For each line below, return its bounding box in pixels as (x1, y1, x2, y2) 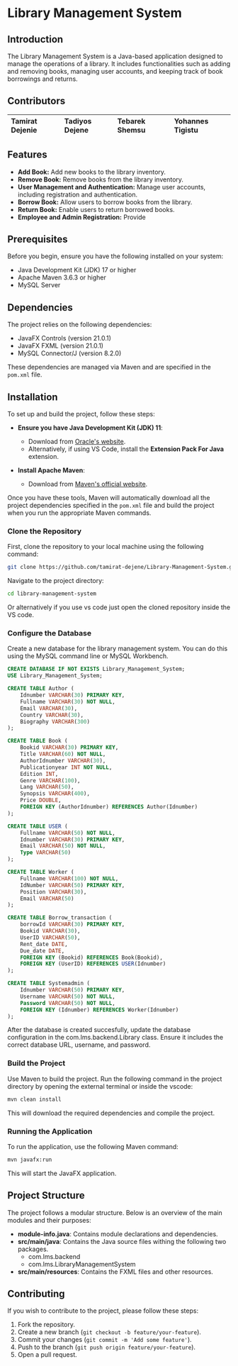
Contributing (7, 1287, 65, 1299)
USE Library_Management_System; (7, 672, 103, 679)
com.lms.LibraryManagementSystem (28, 1260, 136, 1268)
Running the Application (7, 1126, 93, 1136)
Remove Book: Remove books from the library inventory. (17, 175, 184, 184)
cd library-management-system (7, 590, 97, 597)
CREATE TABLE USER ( (7, 823, 69, 830)
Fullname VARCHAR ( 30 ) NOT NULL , (20, 698, 115, 705)
